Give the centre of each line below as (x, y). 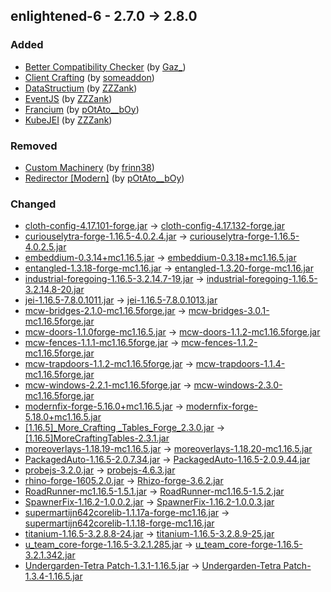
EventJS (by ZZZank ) (68, 98)
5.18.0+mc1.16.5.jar (63, 417)
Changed (33, 204)
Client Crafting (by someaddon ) (89, 77)
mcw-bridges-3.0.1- (229, 311)
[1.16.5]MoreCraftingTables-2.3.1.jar (97, 438)
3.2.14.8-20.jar (54, 290)
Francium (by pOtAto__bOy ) (82, 109)
